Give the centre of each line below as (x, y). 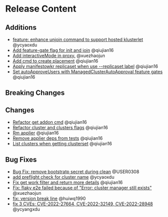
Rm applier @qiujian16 (36, 133)
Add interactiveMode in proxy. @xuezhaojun (59, 56)
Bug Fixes (21, 159)
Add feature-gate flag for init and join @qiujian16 (63, 50)
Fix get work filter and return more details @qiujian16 (68, 183)
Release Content (41, 9)
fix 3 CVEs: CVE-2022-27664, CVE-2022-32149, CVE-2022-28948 (83, 204)
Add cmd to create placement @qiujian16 (55, 61)
